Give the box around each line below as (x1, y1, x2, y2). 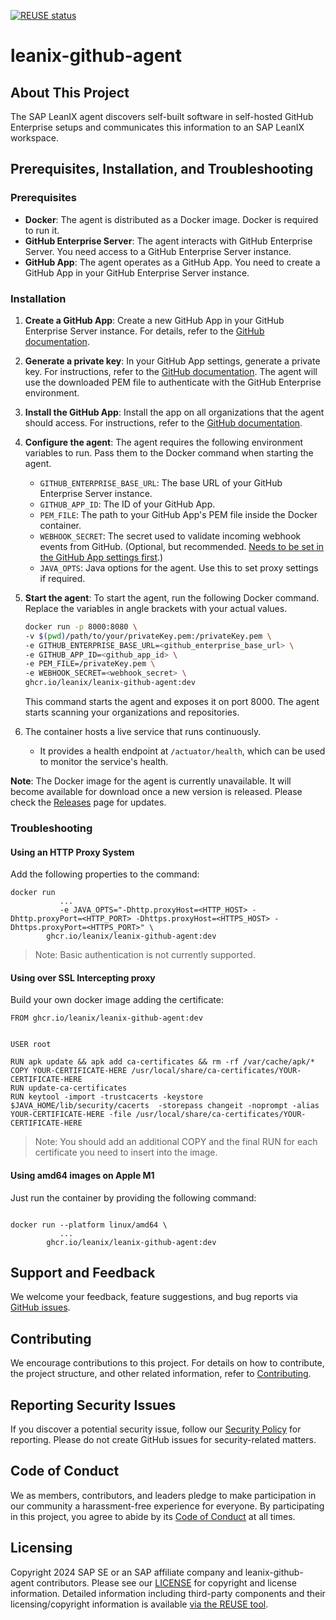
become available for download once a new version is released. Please (10, 786, 303, 798)
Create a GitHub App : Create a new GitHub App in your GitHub (24, 314, 285, 326)
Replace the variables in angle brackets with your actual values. (24, 602, 288, 614)
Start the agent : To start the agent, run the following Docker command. (24, 591, 320, 604)
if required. (39, 572, 86, 584)
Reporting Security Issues (10, 1396, 177, 1414)
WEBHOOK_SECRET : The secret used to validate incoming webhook (39, 530, 302, 542)
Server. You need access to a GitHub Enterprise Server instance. (24, 245, 292, 257)
